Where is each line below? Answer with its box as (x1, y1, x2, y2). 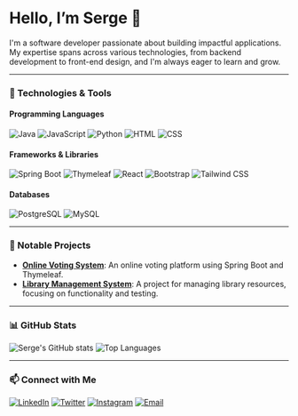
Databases (9, 188, 51, 199)
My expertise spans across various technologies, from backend (9, 46, 242, 57)
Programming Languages (9, 108, 105, 119)
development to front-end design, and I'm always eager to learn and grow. (9, 56, 281, 67)
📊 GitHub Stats (9, 319, 77, 332)
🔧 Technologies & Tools (9, 86, 113, 99)
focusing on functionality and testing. (21, 288, 159, 299)
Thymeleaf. (21, 268, 64, 279)
